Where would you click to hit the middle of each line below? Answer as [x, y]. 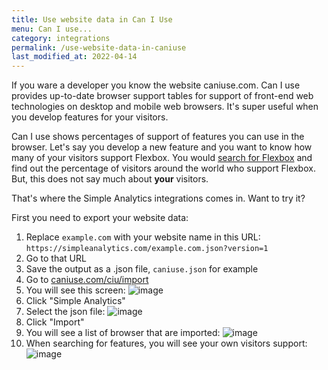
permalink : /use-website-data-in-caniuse [99, 47]
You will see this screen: [75, 290]
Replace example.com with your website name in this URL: [143, 237]
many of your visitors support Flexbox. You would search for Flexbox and [162, 158]
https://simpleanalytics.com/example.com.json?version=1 [147, 249]
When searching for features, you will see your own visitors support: [166, 343]
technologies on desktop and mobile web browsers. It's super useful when [165, 107]
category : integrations [61, 38]
